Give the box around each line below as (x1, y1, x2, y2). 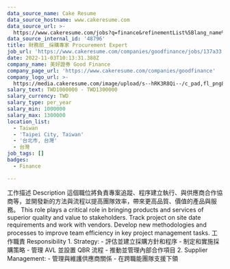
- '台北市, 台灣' (13, 138, 57, 144)
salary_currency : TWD (7, 93, 69, 100)
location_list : (7, 118, 51, 125)
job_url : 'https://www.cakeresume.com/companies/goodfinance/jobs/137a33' (7, 49, 225, 55)
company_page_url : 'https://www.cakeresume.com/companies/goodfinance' (7, 67, 216, 74)
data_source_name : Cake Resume (7, 10, 97, 17)
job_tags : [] (7, 150, 44, 157)
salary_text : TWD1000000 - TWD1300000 (7, 86, 118, 93)
